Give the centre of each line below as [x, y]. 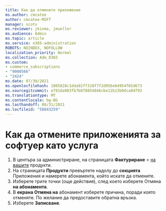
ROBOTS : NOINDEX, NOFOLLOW [34, 48]
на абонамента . [30, 187]
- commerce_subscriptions [33, 67]
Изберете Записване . [36, 203]
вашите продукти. [32, 165]
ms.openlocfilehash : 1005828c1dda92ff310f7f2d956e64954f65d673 [74, 86]
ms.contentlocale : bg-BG [32, 100]
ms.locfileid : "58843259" [33, 110]
